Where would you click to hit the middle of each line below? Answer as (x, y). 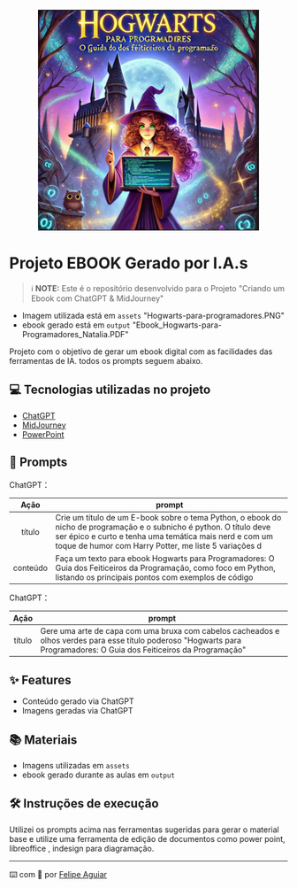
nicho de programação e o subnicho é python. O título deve (163, 527)
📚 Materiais (43, 740)
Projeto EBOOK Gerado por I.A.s (129, 263)
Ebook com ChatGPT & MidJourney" (97, 298)
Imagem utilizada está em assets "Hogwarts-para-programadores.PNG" (153, 315)
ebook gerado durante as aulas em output (98, 775)
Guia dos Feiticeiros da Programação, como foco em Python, (165, 568)
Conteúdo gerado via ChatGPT (78, 701)
